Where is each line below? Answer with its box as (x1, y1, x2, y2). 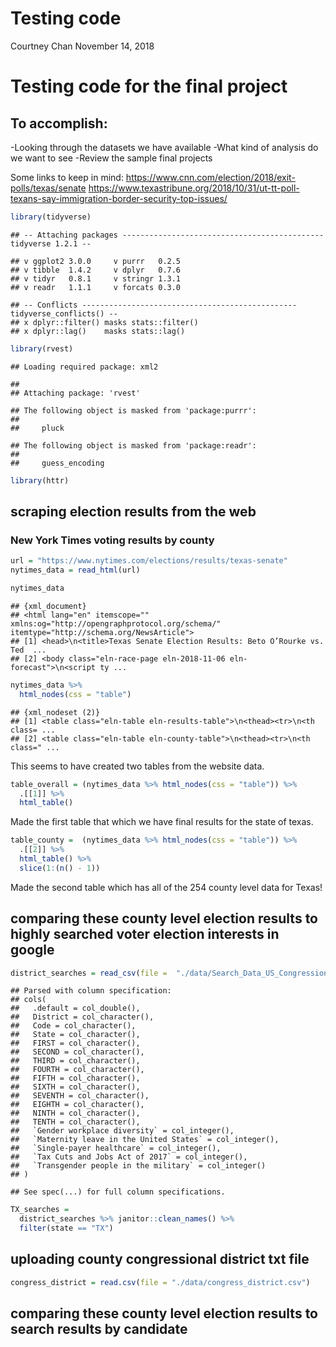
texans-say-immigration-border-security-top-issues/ (10, 192, 228, 204)
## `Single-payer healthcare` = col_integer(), (10, 1143, 222, 1154)
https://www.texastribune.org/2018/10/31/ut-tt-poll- (88, 182, 300, 194)
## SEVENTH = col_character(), (10, 1091, 150, 1101)
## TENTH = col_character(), (10, 1117, 141, 1127)
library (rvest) (10, 343, 74, 354)
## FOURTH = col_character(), (10, 1065, 145, 1075)
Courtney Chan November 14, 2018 (10, 40, 155, 52)
